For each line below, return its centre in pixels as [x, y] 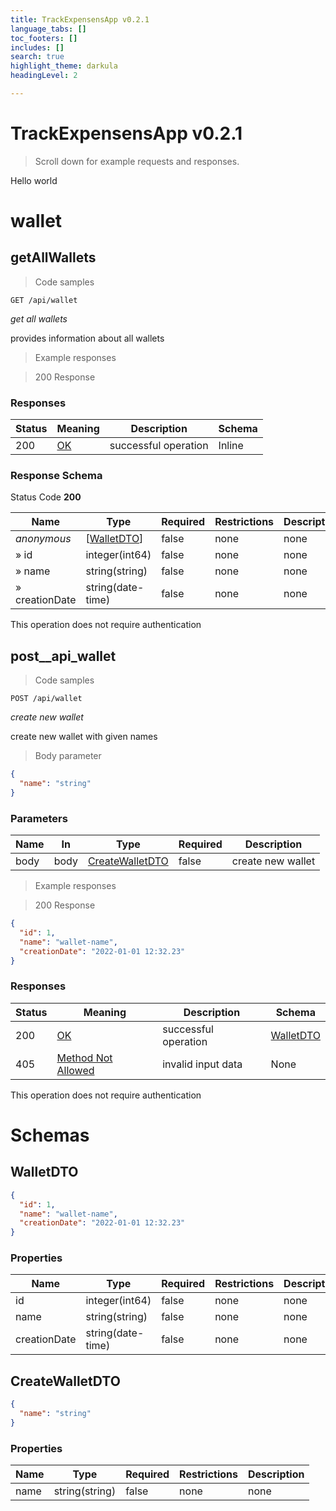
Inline [231, 446]
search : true [37, 57]
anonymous [43, 539]
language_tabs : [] [48, 29]
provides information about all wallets [87, 338]
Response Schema [56, 476]
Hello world [34, 180]
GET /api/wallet [44, 300]
